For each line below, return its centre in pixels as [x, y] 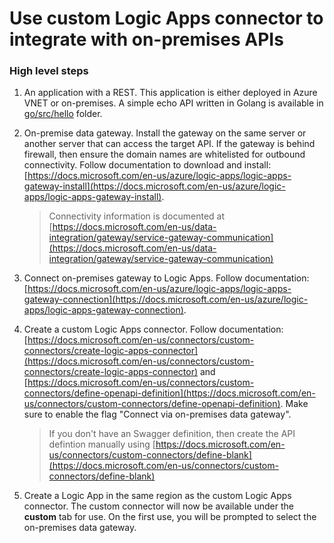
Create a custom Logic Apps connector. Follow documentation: [153, 329]
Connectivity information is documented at [137, 216]
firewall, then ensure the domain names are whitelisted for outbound [164, 154]
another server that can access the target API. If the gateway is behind [169, 144]
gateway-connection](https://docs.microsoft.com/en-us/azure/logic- [166, 299]
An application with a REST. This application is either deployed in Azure [170, 93]
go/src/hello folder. [63, 114]
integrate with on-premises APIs [146, 39]
